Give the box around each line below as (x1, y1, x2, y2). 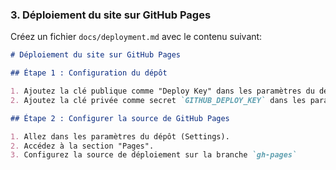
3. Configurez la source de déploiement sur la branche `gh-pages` (10, 150, 298, 160)
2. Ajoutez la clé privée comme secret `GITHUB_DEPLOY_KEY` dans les (10, 95, 307, 105)
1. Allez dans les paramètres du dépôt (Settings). (10, 131, 230, 142)
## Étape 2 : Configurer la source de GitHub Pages (10, 113, 230, 123)
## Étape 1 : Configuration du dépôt (10, 68, 168, 78)
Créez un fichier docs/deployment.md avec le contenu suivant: (10, 31, 263, 43)
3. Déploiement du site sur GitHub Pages (10, 8, 212, 22)
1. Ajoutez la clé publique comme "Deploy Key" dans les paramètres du (10, 86, 315, 97)
